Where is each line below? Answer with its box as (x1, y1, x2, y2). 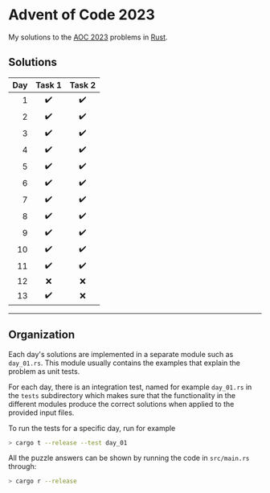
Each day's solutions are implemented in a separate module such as (8, 349, 234, 359)
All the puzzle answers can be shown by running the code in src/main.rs (8, 453, 250, 463)
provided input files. (8, 408, 75, 417)
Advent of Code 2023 (8, 6, 155, 24)
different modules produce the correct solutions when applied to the (8, 399, 235, 409)
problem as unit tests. (8, 366, 80, 376)
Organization (8, 328, 75, 342)
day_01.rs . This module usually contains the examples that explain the (8, 358, 241, 368)
